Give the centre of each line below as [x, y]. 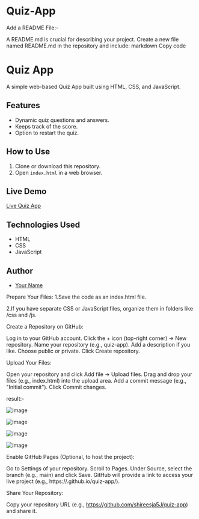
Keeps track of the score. [46, 126]
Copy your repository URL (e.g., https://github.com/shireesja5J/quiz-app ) [97, 504]
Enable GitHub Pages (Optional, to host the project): [70, 457]
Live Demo [26, 191]
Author [20, 271]
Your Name [29, 285]
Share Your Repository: [35, 493]
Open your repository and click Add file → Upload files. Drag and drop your [99, 374]
